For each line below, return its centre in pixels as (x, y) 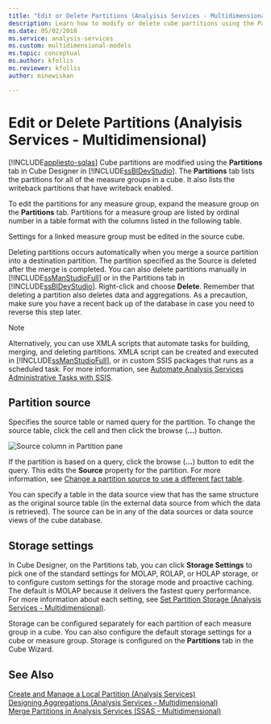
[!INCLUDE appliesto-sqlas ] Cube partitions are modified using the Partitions (135, 162)
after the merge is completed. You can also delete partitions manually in (128, 269)
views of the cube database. (56, 520)
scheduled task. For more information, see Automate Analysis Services (126, 368)
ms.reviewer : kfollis (45, 69)
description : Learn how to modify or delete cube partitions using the (131, 23)
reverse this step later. (45, 312)
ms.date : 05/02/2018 (43, 31)
